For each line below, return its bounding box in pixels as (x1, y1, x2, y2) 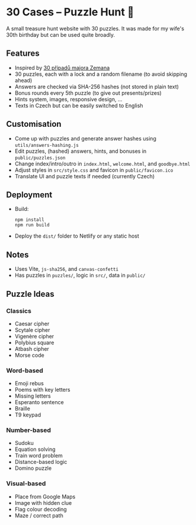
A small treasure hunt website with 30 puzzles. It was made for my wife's (6, 25, 185, 32)
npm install (14, 217, 44, 223)
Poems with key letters (14, 386, 70, 393)
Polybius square (14, 339, 54, 346)
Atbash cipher (14, 345, 49, 352)
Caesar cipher (14, 320, 50, 327)
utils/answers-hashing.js (14, 142, 79, 148)
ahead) (14, 76, 33, 84)
